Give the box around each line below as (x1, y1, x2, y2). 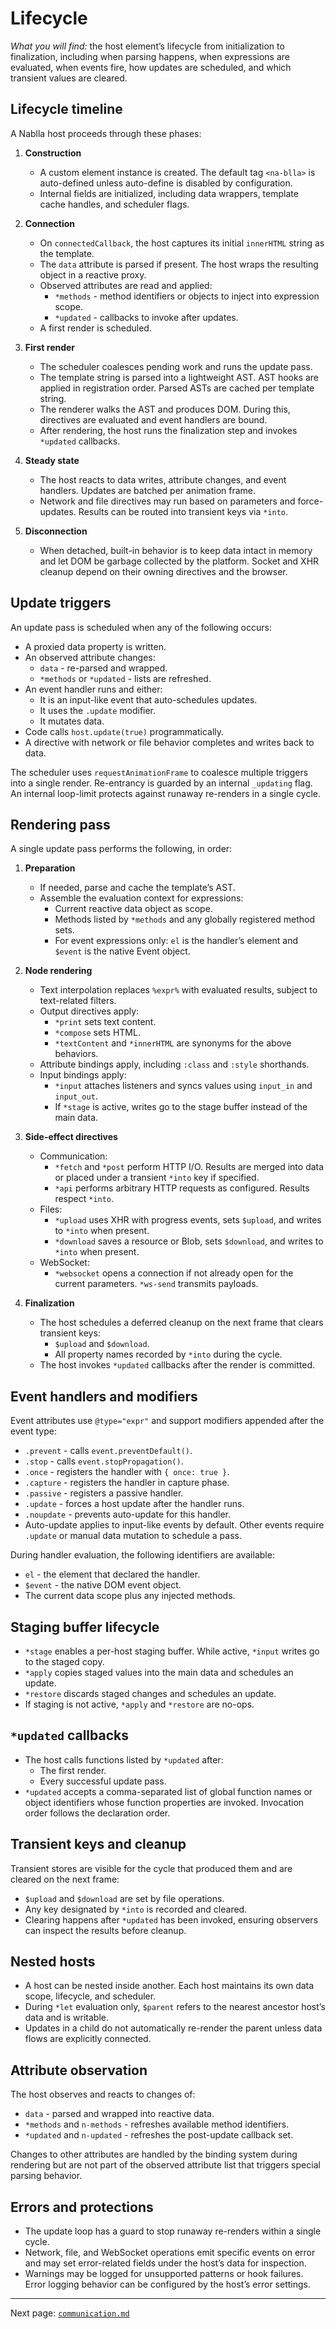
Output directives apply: (39, 1005, 140, 1017)
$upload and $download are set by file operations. (24, 1892, 225, 1904)
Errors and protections (10, 2198, 154, 2216)
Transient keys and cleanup (10, 1836, 187, 1853)
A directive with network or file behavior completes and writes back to (24, 736, 315, 748)
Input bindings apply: (39, 1069, 127, 1081)
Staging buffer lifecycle (10, 1618, 160, 1636)
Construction (24, 147, 82, 159)
